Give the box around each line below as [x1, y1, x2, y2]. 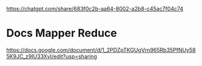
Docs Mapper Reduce [6, 27, 117, 40]
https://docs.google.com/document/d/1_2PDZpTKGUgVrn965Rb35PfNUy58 [6, 46, 196, 53]
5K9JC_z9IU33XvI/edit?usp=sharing [6, 53, 97, 60]
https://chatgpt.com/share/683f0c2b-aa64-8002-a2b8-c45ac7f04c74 [6, 5, 184, 12]
